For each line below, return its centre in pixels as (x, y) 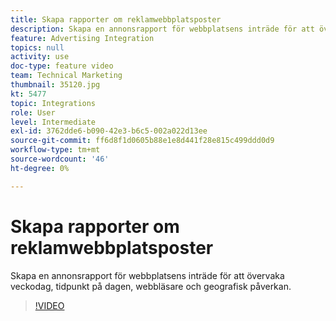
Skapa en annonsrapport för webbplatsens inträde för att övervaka (147, 275)
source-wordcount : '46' (60, 159)
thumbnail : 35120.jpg (55, 85)
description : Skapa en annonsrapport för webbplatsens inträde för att (162, 29)
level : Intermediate (53, 122)
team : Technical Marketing (66, 76)
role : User (33, 112)
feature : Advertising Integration (82, 38)
